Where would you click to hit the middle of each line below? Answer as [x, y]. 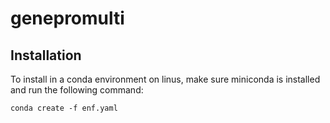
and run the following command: [77, 90]
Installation [46, 55]
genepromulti [67, 18]
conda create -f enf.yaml [64, 108]
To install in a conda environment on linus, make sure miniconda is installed [165, 79]
